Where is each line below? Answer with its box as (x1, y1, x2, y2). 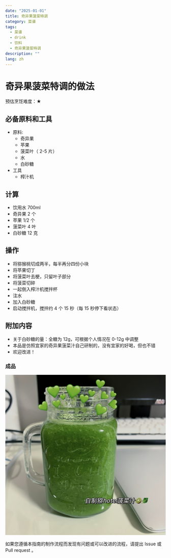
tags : (5, 24, 17, 30)
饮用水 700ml (12, 204, 41, 211)
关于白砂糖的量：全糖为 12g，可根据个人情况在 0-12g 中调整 (12, 336, 139, 342)
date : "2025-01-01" (5, 8, 47, 13)
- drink (10, 35, 26, 40)
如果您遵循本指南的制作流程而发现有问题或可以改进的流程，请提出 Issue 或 (5, 541, 162, 547)
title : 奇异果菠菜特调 (5, 13, 48, 19)
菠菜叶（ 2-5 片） (20, 148, 58, 155)
